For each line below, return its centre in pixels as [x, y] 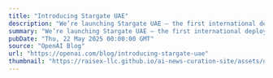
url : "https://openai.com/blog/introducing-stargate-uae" [108, 54]
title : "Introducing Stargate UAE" [69, 16]
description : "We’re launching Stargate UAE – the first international [132, 24]
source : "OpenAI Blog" [47, 46]
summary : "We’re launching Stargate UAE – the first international [125, 31]
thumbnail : [27, 62]
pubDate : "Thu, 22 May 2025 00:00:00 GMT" [81, 39]
